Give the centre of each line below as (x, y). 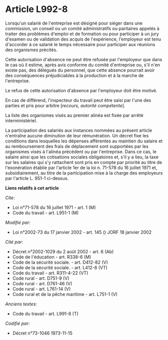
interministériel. (21, 120)
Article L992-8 (37, 9)
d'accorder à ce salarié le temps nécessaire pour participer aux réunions (80, 44)
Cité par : (14, 242)
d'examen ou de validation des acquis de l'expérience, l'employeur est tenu (83, 39)
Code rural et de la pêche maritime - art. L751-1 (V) (65, 294)
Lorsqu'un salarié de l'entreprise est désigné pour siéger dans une (74, 23)
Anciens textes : (21, 304)
